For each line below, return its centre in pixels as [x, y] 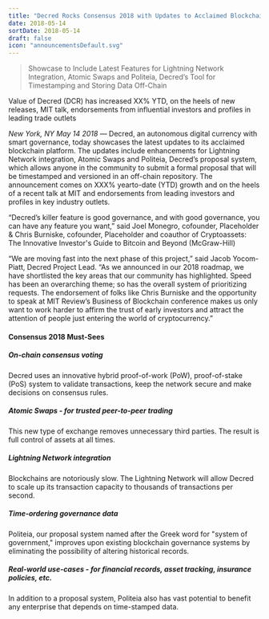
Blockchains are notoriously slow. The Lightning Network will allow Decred [131, 478]
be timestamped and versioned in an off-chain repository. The [110, 177]
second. [22, 495]
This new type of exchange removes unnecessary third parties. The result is [134, 431]
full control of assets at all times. [62, 439]
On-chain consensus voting [56, 355]
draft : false [30, 38]
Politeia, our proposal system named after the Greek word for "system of [128, 534]
